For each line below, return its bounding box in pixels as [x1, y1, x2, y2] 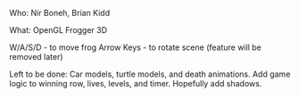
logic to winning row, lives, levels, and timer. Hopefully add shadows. [9, 78, 262, 88]
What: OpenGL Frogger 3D [9, 25, 108, 35]
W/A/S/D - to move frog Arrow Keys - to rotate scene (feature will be [9, 42, 262, 53]
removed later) [9, 52, 64, 61]
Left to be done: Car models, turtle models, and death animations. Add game [9, 69, 291, 79]
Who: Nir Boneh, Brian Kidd [9, 8, 111, 18]
